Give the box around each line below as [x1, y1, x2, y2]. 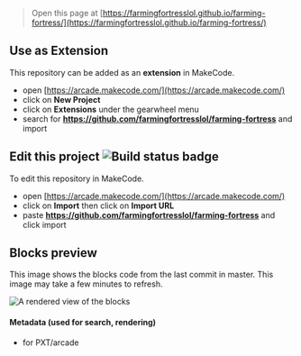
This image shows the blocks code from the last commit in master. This [9, 269, 274, 280]
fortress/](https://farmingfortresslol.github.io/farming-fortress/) [31, 17, 268, 28]
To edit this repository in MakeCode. [9, 173, 144, 184]
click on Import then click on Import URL [22, 200, 175, 211]
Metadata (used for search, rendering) [9, 317, 156, 328]
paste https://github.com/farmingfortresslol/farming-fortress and [22, 209, 276, 220]
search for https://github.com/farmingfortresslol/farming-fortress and [22, 113, 293, 124]
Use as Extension [9, 43, 109, 59]
